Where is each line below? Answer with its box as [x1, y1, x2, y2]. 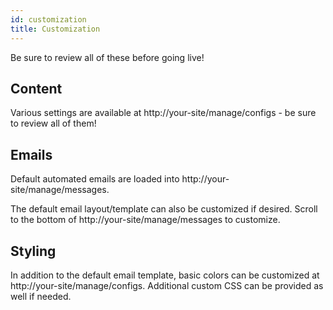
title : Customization [10, 24, 101, 34]
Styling [10, 242, 57, 260]
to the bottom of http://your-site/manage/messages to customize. [10, 214, 281, 226]
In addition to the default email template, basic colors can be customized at [10, 269, 320, 281]
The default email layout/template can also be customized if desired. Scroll [10, 203, 318, 215]
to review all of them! [10, 117, 97, 130]
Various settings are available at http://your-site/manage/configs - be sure [10, 107, 317, 119]
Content [10, 80, 63, 97]
